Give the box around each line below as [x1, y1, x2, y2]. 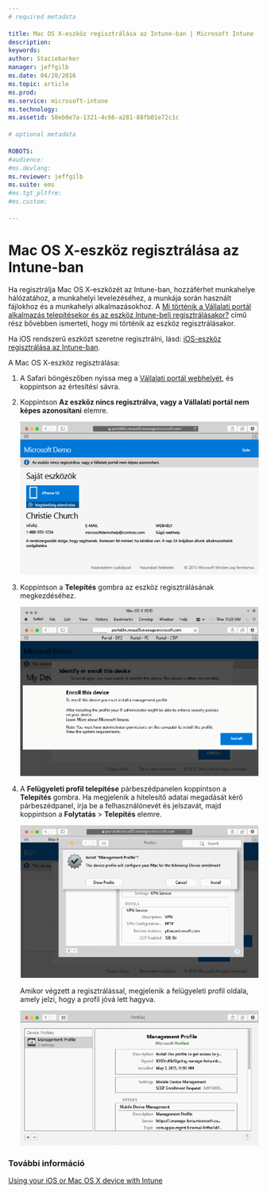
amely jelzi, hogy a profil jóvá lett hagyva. [19, 994, 157, 1003]
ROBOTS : [8, 147, 34, 155]
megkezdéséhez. [19, 591, 76, 600]
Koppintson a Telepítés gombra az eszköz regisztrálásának [19, 582, 215, 593]
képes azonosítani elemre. [19, 405, 109, 415]
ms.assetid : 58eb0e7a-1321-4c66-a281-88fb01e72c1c [8, 114, 180, 122]
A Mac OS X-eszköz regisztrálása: [8, 358, 121, 367]
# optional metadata [8, 131, 77, 139]
